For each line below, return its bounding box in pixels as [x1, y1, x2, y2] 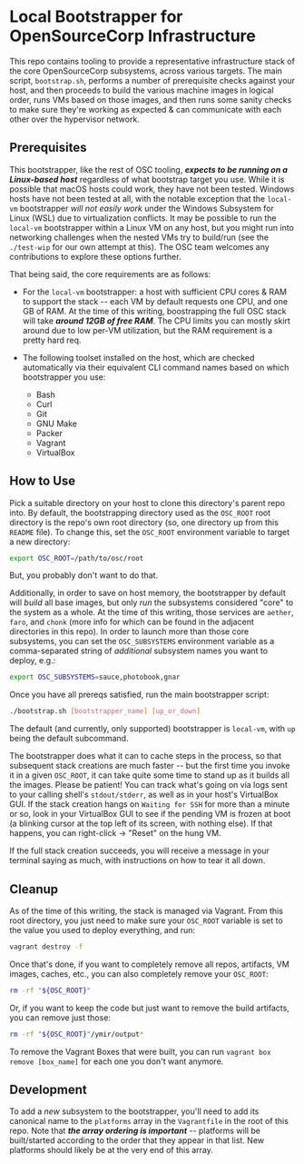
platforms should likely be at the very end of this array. [9, 1145, 213, 1156]
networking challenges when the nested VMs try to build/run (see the [9, 232, 270, 243]
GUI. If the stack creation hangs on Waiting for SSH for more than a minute [9, 799, 290, 810]
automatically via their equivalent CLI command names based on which [22, 362, 289, 373]
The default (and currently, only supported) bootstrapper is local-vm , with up [9, 723, 296, 734]
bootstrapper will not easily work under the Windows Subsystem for [19, 203, 275, 214]
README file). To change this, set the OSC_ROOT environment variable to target [9, 526, 290, 537]
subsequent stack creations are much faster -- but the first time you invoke [9, 761, 290, 771]
